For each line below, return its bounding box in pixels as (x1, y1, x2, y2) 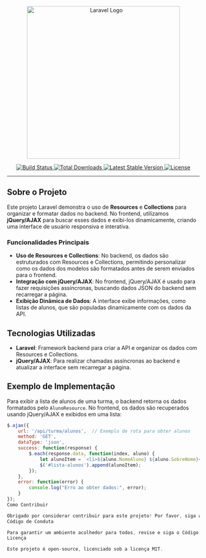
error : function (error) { (18, 479, 84, 485)
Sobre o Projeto (7, 187, 67, 198)
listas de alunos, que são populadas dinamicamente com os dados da (15, 304, 191, 311)
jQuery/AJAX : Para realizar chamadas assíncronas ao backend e (15, 357, 180, 364)
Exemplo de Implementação (7, 382, 116, 392)
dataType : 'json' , (18, 440, 65, 446)
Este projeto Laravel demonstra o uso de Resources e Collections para (7, 203, 187, 211)
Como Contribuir (7, 501, 48, 508)
